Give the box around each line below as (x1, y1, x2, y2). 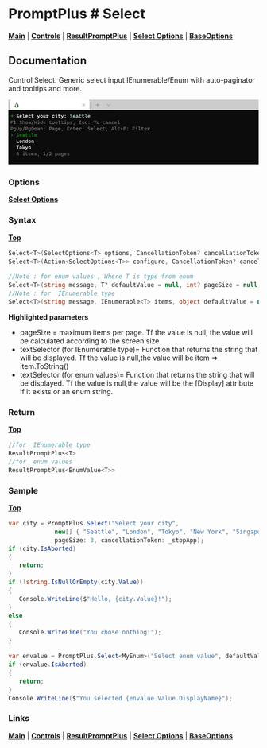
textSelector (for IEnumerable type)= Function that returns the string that (19, 344, 258, 354)
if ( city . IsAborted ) (8, 545, 77, 552)
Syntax (8, 215, 37, 226)
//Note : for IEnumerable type (8, 289, 115, 298)
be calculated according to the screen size (19, 335, 160, 346)
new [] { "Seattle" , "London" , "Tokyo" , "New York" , (54, 528, 230, 536)
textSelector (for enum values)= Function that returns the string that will (19, 370, 255, 379)
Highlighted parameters (8, 312, 89, 322)
